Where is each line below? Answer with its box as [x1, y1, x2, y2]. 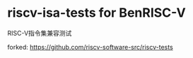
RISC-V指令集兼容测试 [7, 29, 72, 37]
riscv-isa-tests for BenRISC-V [7, 5, 186, 21]
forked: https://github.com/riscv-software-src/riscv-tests [7, 43, 173, 51]
